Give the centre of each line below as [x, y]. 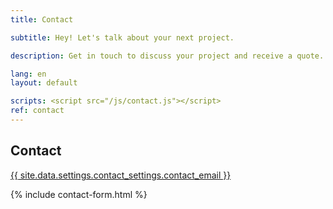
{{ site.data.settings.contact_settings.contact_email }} [121, 175]
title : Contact [42, 19]
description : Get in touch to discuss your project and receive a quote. [167, 56]
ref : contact [37, 111]
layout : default [44, 83]
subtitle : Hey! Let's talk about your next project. [122, 37]
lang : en [28, 74]
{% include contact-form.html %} [79, 194]
